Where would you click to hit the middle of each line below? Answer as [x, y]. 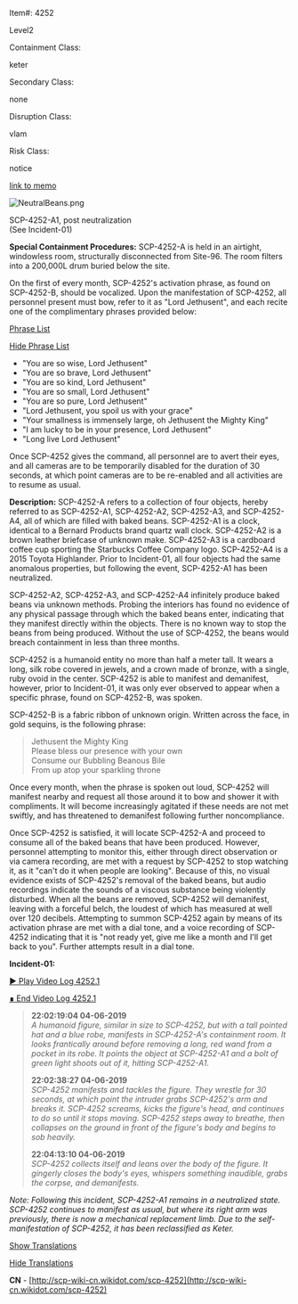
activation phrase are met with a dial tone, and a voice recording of [132, 927]
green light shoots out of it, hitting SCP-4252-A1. [120, 1063]
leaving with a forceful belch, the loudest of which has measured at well [141, 909]
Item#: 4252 [32, 13]
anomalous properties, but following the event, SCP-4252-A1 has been [139, 568]
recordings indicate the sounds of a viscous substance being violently [137, 890]
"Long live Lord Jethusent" [71, 439]
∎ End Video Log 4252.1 [52, 998]
